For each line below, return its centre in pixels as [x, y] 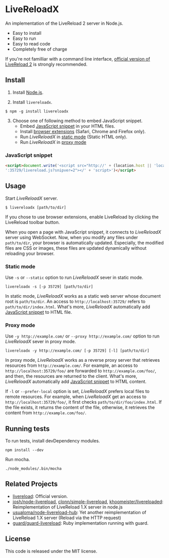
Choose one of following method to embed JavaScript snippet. [77, 121]
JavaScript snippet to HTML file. [38, 312]
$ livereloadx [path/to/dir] [36, 207]
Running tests [28, 429]
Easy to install [27, 33]
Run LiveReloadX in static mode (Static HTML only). [73, 137]
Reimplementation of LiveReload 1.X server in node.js [68, 507]
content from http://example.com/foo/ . [46, 413]
